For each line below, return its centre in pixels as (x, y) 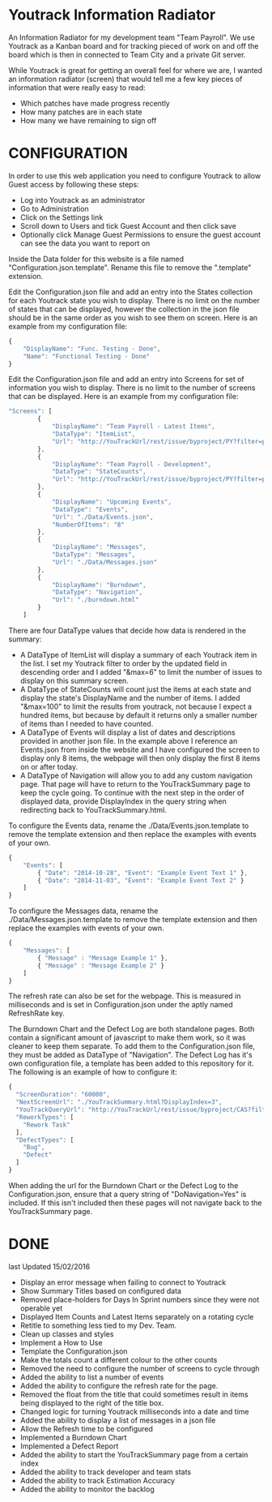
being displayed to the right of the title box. (92, 1403)
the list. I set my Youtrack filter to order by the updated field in (123, 663)
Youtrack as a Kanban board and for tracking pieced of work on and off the (134, 45)
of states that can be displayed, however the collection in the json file (124, 309)
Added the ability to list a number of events (92, 1377)
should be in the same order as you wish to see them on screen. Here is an (133, 317)
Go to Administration (54, 208)
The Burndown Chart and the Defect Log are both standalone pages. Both (132, 1029)
